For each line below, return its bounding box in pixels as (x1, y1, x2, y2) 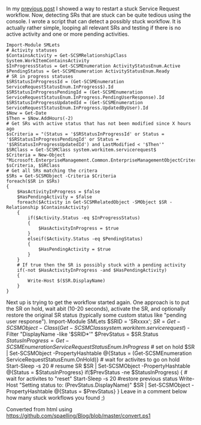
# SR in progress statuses (6, 74, 74, 80)
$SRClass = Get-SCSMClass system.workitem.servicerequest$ (6, 147, 157, 153)
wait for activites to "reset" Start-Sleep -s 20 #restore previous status (6, 375, 178, 382)
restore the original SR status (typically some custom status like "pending (6, 311, 187, 318)
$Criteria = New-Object (6, 152, 66, 158)
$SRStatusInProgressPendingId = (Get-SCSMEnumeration (6, 89, 144, 95)
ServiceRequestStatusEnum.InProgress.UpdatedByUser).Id (6, 105, 148, 111)
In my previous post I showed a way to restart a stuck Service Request (6, 5, 180, 12)
